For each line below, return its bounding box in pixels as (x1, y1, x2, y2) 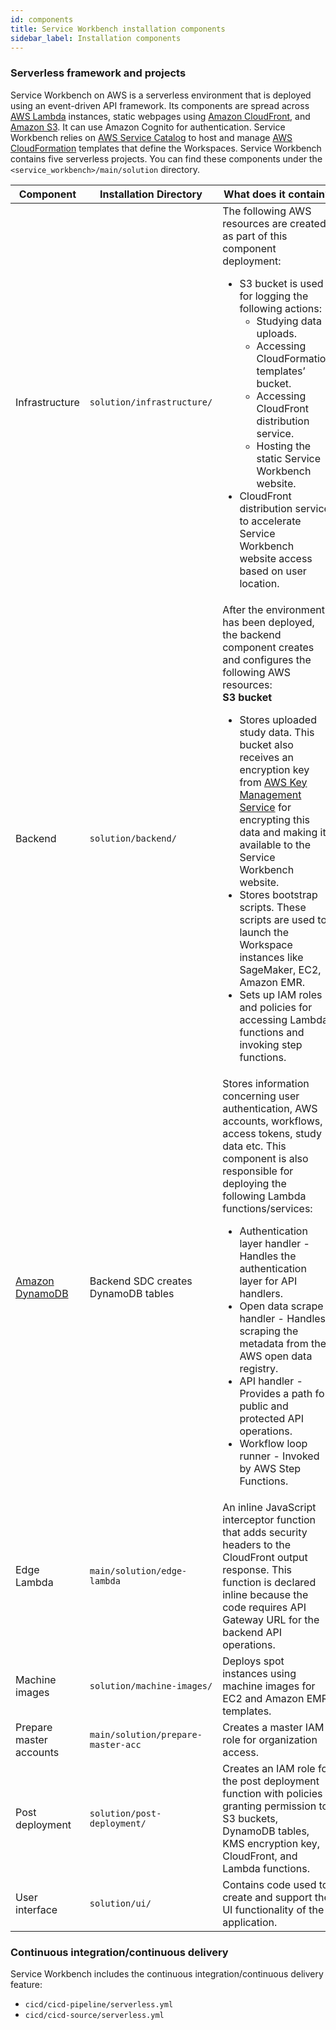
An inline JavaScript (222, 1500, 317, 1514)
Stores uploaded (239, 712, 317, 726)
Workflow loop (239, 1436, 308, 1450)
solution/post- (89, 1807, 162, 1819)
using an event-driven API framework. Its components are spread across (10, 99, 310, 111)
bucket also (239, 737, 294, 751)
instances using (222, 1666, 297, 1680)
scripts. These (239, 900, 307, 914)
